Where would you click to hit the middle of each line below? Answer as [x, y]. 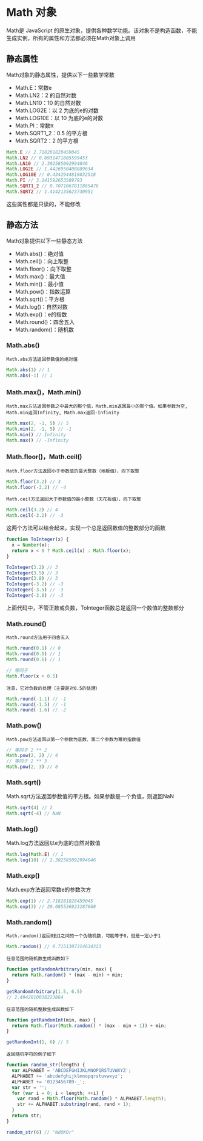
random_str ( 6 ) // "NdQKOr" [40, 1132]
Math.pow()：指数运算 [43, 291]
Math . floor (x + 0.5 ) [32, 676]
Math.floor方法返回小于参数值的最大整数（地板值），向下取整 [73, 471]
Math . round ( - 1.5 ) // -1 [36, 704]
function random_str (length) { [46, 1065]
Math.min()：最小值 [39, 284]
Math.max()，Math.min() [44, 392]
